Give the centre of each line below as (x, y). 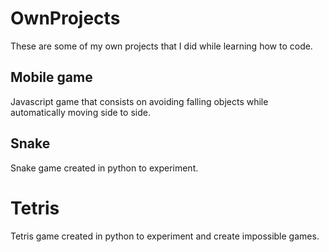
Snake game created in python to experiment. (104, 168)
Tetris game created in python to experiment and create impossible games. (165, 236)
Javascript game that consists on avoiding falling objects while (139, 101)
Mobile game (51, 77)
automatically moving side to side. (80, 112)
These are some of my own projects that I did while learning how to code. (161, 46)
